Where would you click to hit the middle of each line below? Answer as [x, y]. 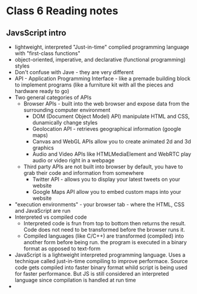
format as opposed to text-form [62, 248]
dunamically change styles [65, 122]
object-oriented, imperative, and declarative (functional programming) [100, 60]
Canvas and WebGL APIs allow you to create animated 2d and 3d [112, 141]
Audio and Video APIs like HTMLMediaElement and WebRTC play [112, 154]
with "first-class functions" [48, 53]
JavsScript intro [36, 33]
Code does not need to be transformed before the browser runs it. [104, 230]
